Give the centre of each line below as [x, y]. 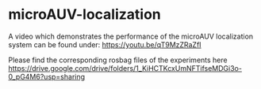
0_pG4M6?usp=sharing [47, 76]
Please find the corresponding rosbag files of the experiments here [118, 60]
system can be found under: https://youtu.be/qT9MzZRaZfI [105, 44]
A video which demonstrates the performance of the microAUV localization [131, 36]
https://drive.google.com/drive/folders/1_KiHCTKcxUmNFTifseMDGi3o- [125, 68]
